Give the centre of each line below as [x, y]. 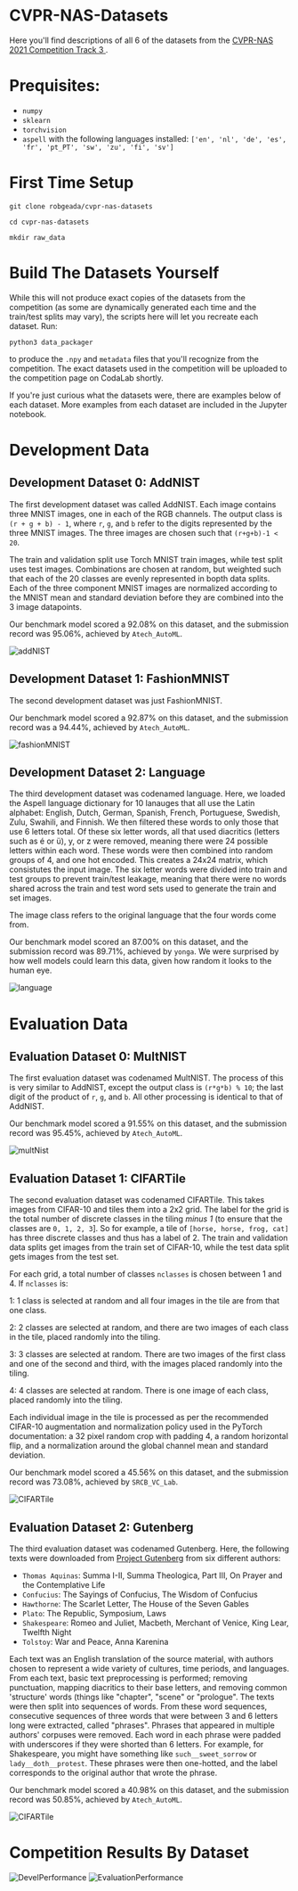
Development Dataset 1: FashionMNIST [120, 679]
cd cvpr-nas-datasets [49, 222]
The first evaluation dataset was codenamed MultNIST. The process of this [146, 1078]
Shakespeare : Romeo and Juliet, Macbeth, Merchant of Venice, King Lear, [155, 1623]
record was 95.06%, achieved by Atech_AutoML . [96, 633]
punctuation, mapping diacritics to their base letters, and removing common [148, 1687]
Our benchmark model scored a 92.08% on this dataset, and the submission [149, 624]
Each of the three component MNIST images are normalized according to [143, 588]
